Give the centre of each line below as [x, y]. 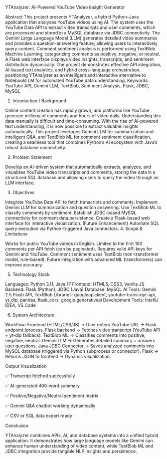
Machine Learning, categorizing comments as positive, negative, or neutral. [83, 54]
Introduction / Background [39, 101]
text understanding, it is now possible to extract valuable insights [72, 126]
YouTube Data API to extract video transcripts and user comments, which [80, 27]
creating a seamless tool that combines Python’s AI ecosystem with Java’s [82, 142]
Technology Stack [31, 274]
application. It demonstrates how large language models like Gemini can [79, 441]
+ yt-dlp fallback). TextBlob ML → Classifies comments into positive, [75, 335]
